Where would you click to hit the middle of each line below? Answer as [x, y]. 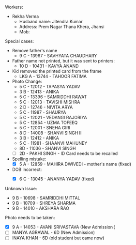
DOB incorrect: [27, 169]
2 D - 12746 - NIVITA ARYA [46, 107]
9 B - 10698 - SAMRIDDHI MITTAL [46, 198]
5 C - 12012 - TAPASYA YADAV [50, 86]
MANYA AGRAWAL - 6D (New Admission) [53, 232]
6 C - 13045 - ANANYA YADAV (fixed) [57, 179]
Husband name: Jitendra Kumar [51, 22]
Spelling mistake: [29, 159]
